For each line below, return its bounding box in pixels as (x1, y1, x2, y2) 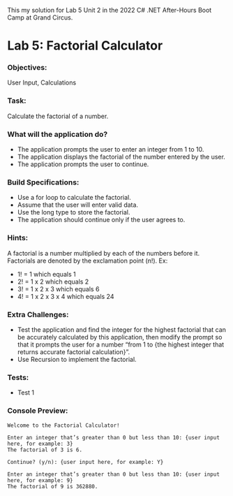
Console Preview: (7, 406, 68, 416)
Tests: (7, 372, 29, 382)
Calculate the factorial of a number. (7, 112, 109, 120)
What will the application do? (7, 129, 108, 139)
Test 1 (17, 388, 35, 397)
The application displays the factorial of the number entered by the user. (17, 153, 225, 161)
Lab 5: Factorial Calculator (7, 38, 163, 54)
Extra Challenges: (7, 309, 69, 319)
